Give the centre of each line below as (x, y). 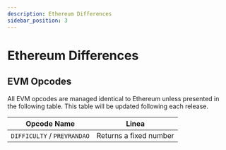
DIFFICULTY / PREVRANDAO (50, 135)
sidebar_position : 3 (38, 21)
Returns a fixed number (135, 135)
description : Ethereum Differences (60, 14)
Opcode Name (50, 123)
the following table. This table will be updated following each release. (108, 106)
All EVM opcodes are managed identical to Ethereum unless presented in (113, 98)
